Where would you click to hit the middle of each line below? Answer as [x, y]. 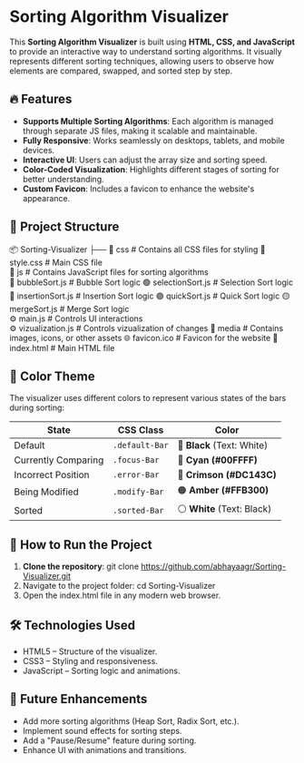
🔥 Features [41, 99]
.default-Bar [141, 445]
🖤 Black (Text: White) [223, 445]
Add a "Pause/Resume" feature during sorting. [109, 740]
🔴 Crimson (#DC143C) [227, 475]
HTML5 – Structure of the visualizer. [90, 651]
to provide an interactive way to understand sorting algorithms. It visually [146, 51]
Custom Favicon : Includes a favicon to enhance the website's [138, 189]
